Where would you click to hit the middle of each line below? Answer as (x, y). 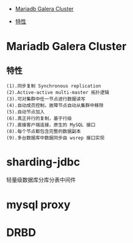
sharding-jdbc (43, 162)
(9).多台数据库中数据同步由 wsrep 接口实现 (56, 138)
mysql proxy (38, 205)
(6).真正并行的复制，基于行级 (39, 118)
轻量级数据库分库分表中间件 (41, 180)
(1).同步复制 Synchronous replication (54, 86)
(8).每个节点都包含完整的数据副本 (44, 131)
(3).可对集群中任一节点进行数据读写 (46, 99)
